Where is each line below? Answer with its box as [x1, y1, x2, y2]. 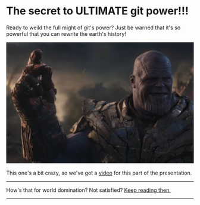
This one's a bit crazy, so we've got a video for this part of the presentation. [6, 169, 192, 177]
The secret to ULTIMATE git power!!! [6, 4, 189, 18]
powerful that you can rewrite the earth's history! [6, 30, 127, 37]
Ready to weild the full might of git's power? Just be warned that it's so [6, 24, 181, 31]
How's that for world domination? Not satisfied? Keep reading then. [6, 186, 171, 194]
